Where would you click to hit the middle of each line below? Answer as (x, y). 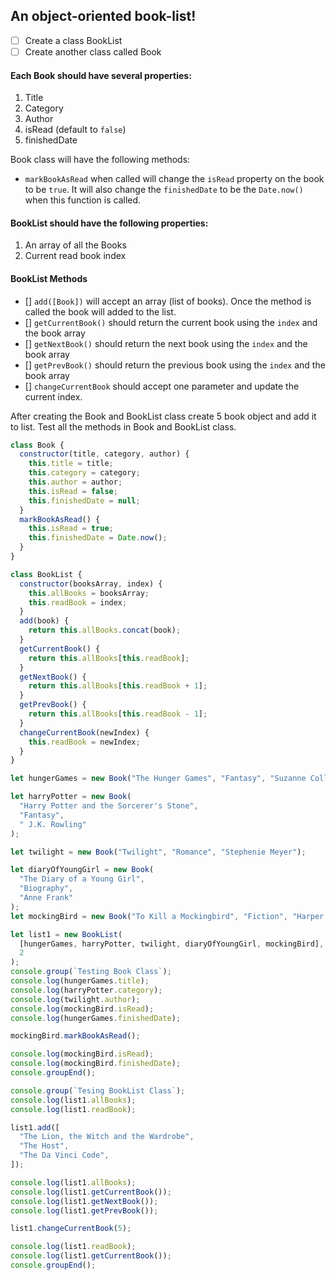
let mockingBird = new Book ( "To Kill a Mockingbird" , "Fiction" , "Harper (167, 916)
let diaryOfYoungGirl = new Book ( (82, 870)
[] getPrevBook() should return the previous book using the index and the (175, 365)
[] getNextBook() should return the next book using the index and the (166, 343)
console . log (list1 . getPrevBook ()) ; (84, 1210)
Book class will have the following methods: (100, 160)
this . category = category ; (84, 473)
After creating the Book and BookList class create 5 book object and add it (163, 416)
